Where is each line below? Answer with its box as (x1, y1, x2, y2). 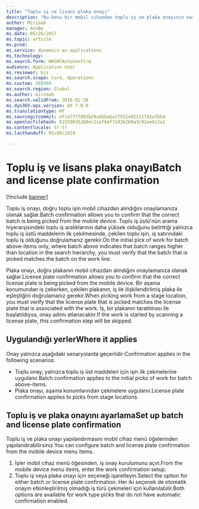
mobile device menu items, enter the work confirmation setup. (14, 466, 167, 473)
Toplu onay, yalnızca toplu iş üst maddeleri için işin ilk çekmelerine (14, 368, 177, 375)
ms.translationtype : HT (6, 108, 65, 114)
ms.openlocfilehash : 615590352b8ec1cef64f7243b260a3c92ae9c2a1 (6, 119, 166, 125)
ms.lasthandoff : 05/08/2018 (6, 130, 76, 137)
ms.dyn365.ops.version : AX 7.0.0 (6, 102, 89, 109)
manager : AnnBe (6, 25, 44, 31)
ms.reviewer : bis (6, 69, 49, 75)
